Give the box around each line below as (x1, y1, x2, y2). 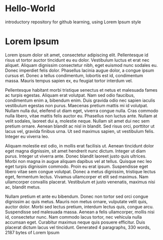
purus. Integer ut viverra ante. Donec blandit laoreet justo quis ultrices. (5, 153, 147, 159)
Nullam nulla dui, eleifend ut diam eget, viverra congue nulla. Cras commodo (5, 108, 159, 113)
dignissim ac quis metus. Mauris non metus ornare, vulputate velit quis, (5, 198, 148, 204)
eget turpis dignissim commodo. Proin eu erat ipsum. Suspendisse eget (5, 163, 148, 169)
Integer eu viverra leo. (5, 133, 50, 139)
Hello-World (5, 3, 55, 14)
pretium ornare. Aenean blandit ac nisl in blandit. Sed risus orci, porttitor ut (5, 123, 155, 129)
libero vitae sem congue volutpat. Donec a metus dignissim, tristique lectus (5, 168, 156, 175)
